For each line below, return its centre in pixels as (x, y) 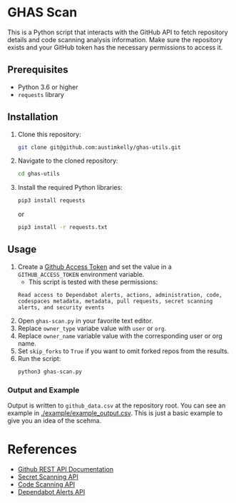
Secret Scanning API (48, 477)
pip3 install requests (51, 200)
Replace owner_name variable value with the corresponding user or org (120, 335)
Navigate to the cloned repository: (68, 161)
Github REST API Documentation (66, 469)
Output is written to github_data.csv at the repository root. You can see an (117, 406)
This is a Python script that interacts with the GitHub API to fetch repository (118, 32)
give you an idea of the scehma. (55, 421)
